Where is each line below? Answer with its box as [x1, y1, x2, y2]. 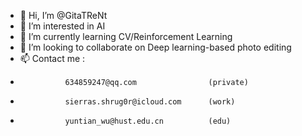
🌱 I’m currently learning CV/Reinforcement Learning [19, 31, 233, 42]
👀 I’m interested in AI [19, 20, 106, 32]
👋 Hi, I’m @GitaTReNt [19, 10, 108, 21]
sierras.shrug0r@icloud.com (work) [64, 97, 236, 107]
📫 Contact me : [19, 53, 86, 64]
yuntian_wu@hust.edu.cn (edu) [64, 116, 232, 126]
